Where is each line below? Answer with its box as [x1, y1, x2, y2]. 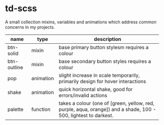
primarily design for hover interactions [58, 78, 146, 85]
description [94, 36, 122, 42]
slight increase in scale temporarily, [58, 71, 140, 78]
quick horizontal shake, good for [58, 86, 133, 92]
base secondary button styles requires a [58, 58, 151, 65]
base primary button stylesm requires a [58, 44, 149, 51]
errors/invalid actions [58, 92, 107, 99]
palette [7, 106, 23, 112]
